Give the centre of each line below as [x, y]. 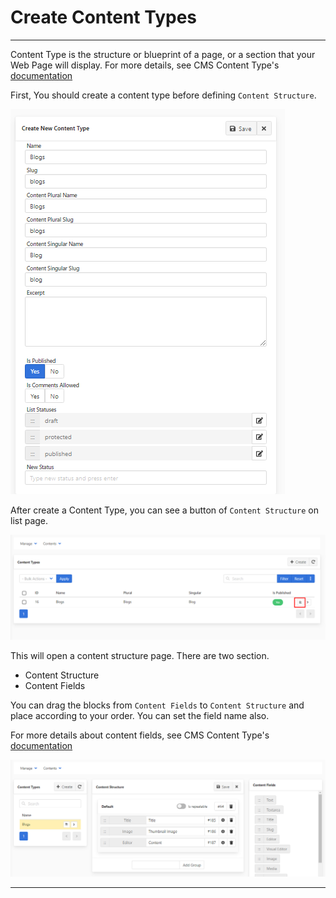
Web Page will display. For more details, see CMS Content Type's [145, 65]
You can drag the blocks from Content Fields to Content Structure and [157, 705]
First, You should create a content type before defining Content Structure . [163, 95]
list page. [29, 520]
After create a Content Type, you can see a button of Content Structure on [164, 510]
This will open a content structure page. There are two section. [140, 656]
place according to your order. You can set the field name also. [140, 716]
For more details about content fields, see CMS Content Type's [140, 735]
